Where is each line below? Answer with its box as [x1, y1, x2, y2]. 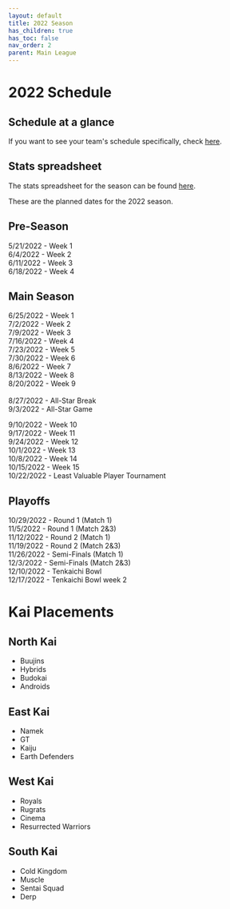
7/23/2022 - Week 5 [8, 345, 76, 355]
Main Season [8, 290, 74, 304]
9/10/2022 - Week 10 [8, 420, 77, 429]
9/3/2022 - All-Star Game [8, 404, 93, 414]
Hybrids [19, 665, 46, 674]
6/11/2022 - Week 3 [8, 258, 73, 267]
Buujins [19, 656, 45, 666]
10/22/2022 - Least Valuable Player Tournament [8, 471, 166, 481]
